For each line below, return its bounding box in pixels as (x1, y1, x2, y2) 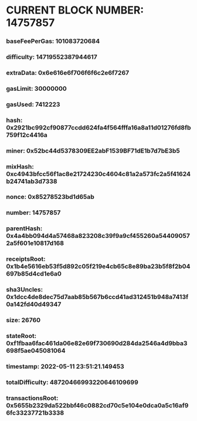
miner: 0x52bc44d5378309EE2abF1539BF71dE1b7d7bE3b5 (6, 147, 180, 155)
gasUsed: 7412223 (6, 100, 60, 108)
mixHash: (6, 163, 34, 171)
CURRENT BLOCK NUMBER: (6, 4, 144, 17)
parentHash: (6, 224, 43, 233)
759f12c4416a (6, 131, 48, 139)
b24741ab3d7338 (6, 177, 57, 185)
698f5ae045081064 (6, 347, 66, 355)
